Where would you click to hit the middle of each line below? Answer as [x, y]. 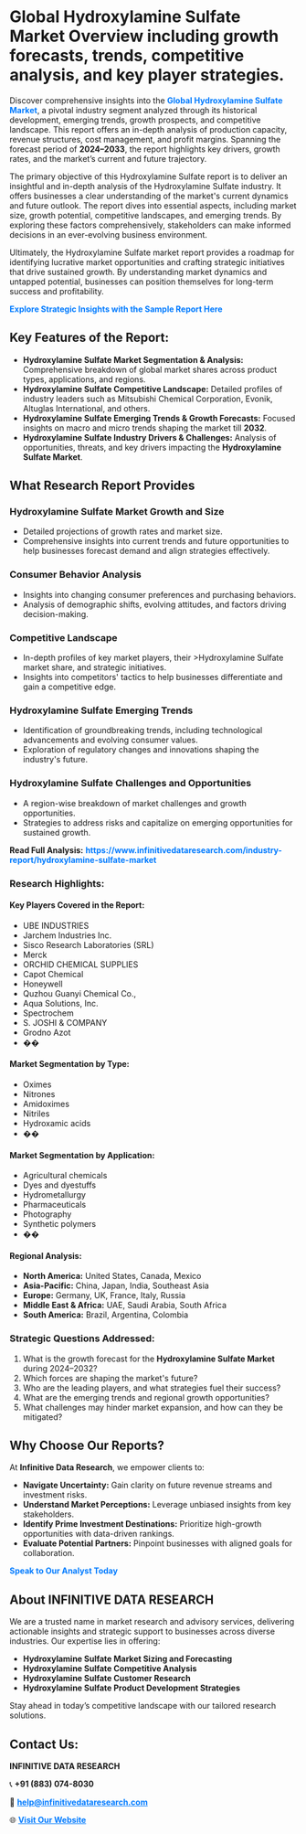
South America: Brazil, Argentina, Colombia [106, 1315]
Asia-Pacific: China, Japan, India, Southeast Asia [116, 1285]
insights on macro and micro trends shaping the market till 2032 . [145, 428]
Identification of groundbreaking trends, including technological [142, 730]
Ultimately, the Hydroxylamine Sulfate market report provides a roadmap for [152, 252]
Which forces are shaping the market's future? [110, 1378]
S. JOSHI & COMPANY [65, 1022]
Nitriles [36, 1114]
